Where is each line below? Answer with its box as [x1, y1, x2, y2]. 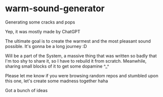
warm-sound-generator [5, 3, 105, 14]
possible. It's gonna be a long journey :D [5, 43, 87, 49]
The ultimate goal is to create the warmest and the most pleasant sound [5, 38, 151, 44]
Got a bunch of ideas [5, 87, 48, 93]
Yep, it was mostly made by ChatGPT [5, 28, 80, 34]
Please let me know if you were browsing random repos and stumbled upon [5, 73, 159, 78]
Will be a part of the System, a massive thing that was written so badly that [5, 52, 157, 59]
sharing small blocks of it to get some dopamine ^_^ [5, 63, 109, 69]
